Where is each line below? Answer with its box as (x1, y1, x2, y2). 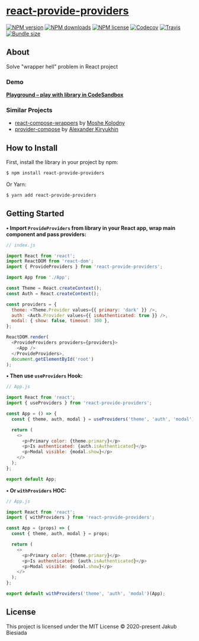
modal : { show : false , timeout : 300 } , (11, 318, 110, 324)
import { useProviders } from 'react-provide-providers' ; (6, 400, 152, 406)
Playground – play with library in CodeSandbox (6, 91, 124, 98)
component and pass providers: (6, 230, 87, 238)
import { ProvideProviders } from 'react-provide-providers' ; (6, 264, 163, 270)
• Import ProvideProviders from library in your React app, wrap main (6, 224, 176, 232)
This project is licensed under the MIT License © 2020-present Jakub (6, 623, 177, 630)
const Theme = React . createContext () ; (6, 286, 102, 291)
